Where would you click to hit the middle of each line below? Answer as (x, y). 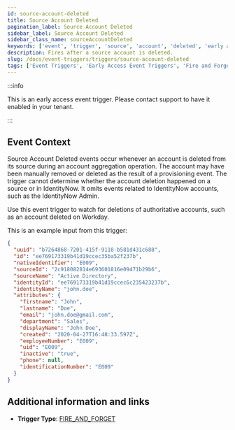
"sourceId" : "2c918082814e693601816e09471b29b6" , (87, 269)
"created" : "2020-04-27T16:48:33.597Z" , (79, 334)
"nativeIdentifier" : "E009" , (56, 263)
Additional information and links (79, 402)
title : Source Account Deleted (53, 20)
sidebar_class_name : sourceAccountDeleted (70, 40)
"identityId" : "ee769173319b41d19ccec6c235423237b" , (92, 282)
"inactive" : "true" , (50, 354)
